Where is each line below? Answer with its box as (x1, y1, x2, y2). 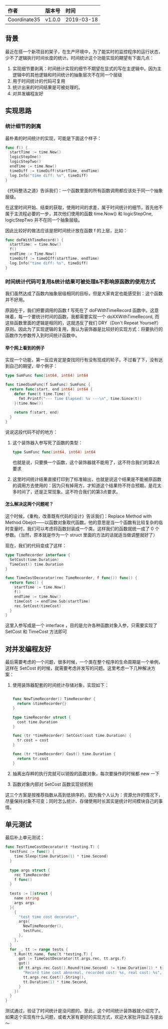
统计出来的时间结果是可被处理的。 (12, 84, 83, 90)
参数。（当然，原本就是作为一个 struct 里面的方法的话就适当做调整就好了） (5, 532, 157, 538)
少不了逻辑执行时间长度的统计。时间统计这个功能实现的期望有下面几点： (5, 55, 154, 61)
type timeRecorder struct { (12, 715, 71, 720)
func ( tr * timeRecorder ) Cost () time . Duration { (12, 752, 116, 757)
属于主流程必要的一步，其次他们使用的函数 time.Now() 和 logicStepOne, (5, 210, 153, 217)
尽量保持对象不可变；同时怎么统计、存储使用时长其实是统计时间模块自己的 (5, 798, 158, 804)
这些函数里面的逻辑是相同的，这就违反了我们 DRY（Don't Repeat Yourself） (5, 320, 161, 326)
